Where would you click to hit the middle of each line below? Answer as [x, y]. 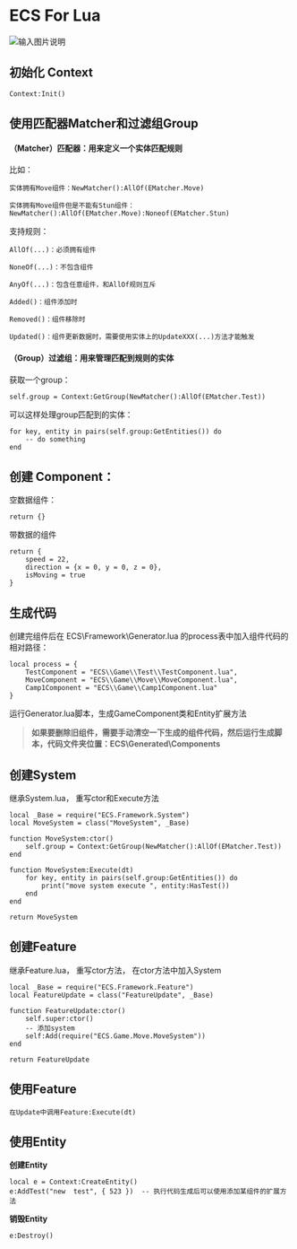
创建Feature [43, 947]
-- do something [56, 439]
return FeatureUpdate [50, 1060]
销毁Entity [29, 1219]
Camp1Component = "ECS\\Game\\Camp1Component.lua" [122, 688]
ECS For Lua [55, 16]
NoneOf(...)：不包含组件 [51, 267]
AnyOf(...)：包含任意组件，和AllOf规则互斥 [83, 285]
